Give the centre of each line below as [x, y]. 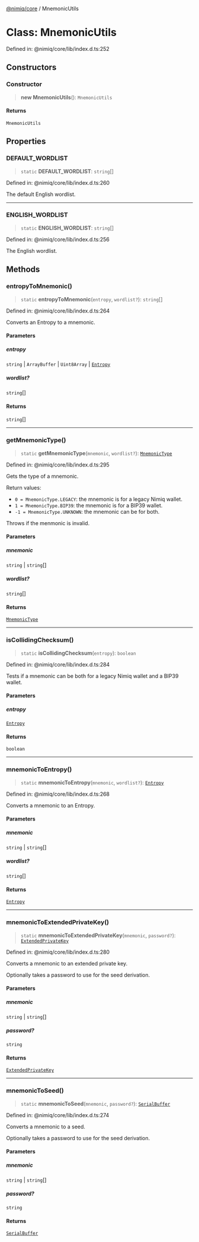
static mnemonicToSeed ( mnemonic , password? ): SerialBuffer [95, 1103]
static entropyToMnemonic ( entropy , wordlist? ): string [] [92, 299]
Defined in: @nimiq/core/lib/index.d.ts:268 [58, 794]
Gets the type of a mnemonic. [42, 476]
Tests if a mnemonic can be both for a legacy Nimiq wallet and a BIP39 [92, 676]
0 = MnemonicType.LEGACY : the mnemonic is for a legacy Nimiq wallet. [98, 499]
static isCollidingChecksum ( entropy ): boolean [78, 653]
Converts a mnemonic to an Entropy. [51, 805]
